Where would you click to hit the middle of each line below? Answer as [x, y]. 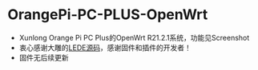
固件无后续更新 [44, 57]
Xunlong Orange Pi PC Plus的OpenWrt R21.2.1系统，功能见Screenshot [134, 37]
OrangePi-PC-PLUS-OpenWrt [108, 15]
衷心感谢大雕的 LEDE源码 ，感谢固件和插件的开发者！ [105, 47]
